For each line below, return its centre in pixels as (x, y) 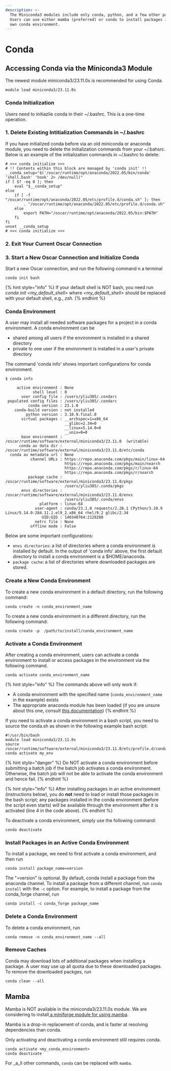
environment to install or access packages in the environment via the (78, 660)
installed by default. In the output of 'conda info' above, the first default (87, 551)
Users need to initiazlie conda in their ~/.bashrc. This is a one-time (75, 114)
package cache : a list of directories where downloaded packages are (84, 562)
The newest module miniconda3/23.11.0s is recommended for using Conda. (84, 81)
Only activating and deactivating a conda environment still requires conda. (83, 1039)
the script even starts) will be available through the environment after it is (82, 805)
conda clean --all (25, 981)
